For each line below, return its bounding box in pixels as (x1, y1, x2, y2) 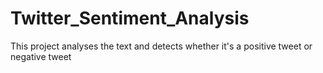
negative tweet (10, 50, 72, 62)
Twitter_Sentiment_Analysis (10, 7, 250, 30)
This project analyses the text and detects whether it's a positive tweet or (10, 40, 313, 52)
